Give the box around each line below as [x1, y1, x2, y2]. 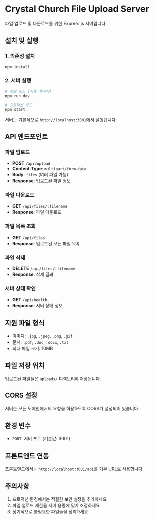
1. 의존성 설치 [5, 53, 35, 60]
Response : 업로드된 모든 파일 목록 [12, 240, 80, 246]
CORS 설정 [5, 391, 37, 400]
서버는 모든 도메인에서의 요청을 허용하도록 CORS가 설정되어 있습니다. [5, 405, 140, 411]
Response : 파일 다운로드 [12, 209, 62, 215]
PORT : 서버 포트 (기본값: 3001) [12, 436, 71, 442]
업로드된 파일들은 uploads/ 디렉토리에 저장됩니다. [5, 375, 101, 382]
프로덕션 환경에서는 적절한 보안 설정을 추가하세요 [12, 496, 107, 502]
